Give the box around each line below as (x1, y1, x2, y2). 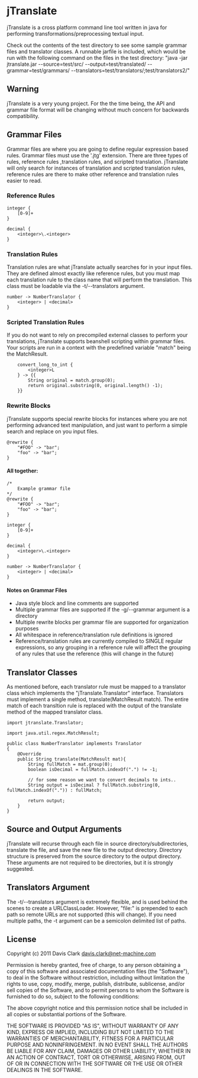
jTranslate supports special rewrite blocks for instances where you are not (7, 415, 187, 422)
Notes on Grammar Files (7, 586, 67, 594)
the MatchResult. (7, 350, 48, 357)
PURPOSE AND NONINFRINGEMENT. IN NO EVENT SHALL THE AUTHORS (7, 1041, 189, 1048)
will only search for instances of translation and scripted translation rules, (7, 164, 186, 172)
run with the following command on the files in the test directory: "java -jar (7, 54, 188, 61)
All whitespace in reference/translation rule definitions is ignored (15, 631, 173, 639)
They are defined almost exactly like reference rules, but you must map (7, 270, 180, 277)
